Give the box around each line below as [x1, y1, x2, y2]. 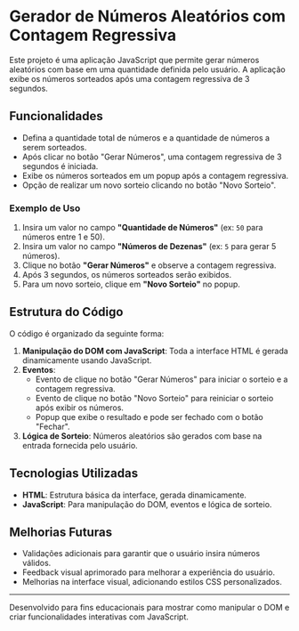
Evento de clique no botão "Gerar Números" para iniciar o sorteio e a [35, 374, 288, 384]
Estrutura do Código [9, 304, 124, 320]
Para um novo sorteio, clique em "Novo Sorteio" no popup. [21, 279, 240, 290]
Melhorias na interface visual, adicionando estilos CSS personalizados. [21, 577, 282, 587]
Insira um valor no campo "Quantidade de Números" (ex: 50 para [21, 222, 263, 233]
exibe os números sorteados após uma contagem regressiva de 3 [9, 73, 250, 84]
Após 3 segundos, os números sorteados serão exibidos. [21, 270, 232, 280]
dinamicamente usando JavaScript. [21, 354, 152, 366]
